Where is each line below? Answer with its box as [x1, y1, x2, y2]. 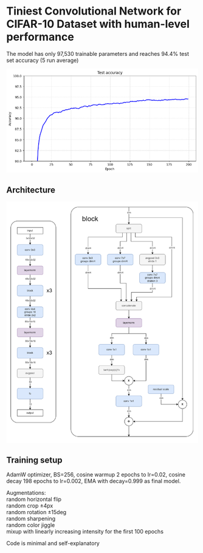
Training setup [6, 455, 63, 465]
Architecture [6, 185, 56, 195]
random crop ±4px [6, 502, 53, 509]
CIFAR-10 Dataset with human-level [6, 17, 190, 31]
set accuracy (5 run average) [6, 56, 79, 64]
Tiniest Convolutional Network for [6, 4, 182, 18]
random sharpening [6, 515, 56, 523]
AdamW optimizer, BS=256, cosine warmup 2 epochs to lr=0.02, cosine [6, 471, 185, 478]
